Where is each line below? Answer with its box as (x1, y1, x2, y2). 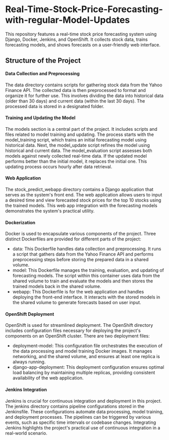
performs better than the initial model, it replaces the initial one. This (5, 158, 147, 164)
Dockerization (5, 219, 36, 225)
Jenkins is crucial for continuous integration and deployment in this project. (5, 398, 162, 404)
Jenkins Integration (5, 386, 47, 393)
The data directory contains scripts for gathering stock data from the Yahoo (5, 82, 162, 88)
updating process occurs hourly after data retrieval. (5, 163, 112, 170)
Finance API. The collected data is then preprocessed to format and (5, 87, 146, 93)
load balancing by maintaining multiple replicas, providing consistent (12, 370, 155, 376)
